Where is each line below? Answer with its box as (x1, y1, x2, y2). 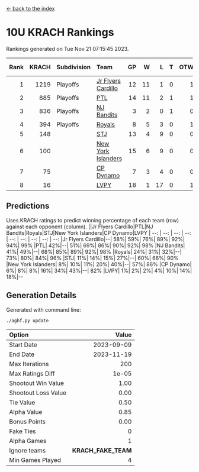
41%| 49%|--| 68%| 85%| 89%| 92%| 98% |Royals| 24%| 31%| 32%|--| (6, 248, 182, 255)
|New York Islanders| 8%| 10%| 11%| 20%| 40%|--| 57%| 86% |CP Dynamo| (6, 260, 192, 268)
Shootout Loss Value (9, 389, 67, 397)
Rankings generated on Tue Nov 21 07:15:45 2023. (6, 45, 129, 52)
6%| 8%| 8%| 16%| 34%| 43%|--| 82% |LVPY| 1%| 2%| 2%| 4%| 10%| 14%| (6, 267, 192, 274)
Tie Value (9, 398, 36, 406)
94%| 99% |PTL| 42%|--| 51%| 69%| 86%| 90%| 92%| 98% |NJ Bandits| (6, 242, 185, 249)
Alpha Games (9, 437, 47, 445)
